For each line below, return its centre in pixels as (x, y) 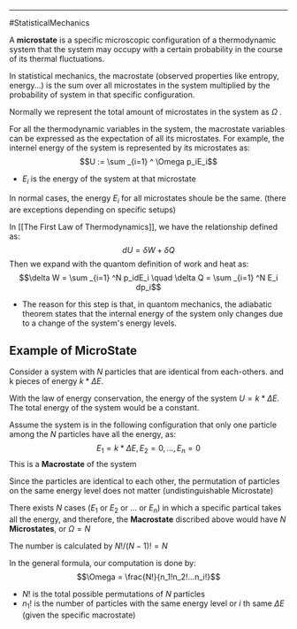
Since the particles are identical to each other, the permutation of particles (145, 481)
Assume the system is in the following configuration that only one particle (143, 425)
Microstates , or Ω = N (50, 529)
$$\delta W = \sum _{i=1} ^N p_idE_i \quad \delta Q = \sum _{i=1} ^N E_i (148, 277)
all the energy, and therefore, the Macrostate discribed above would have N (148, 519)
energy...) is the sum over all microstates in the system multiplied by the (140, 85)
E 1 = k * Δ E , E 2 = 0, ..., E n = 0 (148, 449)
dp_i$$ (148, 287)
